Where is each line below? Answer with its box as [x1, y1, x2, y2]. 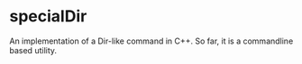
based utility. [9, 44, 57, 55]
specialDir [9, 6, 87, 27]
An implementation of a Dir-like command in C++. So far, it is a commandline [9, 36, 294, 46]
